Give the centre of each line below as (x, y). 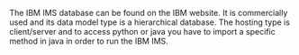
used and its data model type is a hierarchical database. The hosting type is (150, 22)
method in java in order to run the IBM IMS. (89, 41)
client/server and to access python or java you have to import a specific (143, 31)
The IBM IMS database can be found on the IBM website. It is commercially (149, 13)
